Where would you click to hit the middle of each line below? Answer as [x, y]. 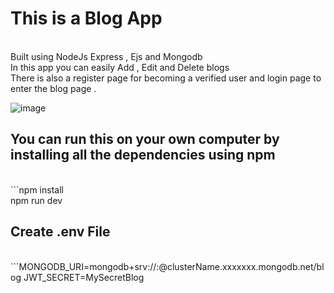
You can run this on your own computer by [145, 139]
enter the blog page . [53, 88]
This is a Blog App [86, 18]
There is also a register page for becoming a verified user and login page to [166, 78]
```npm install [37, 189]
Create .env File [60, 232]
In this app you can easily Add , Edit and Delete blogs [120, 67]
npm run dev [36, 200]
